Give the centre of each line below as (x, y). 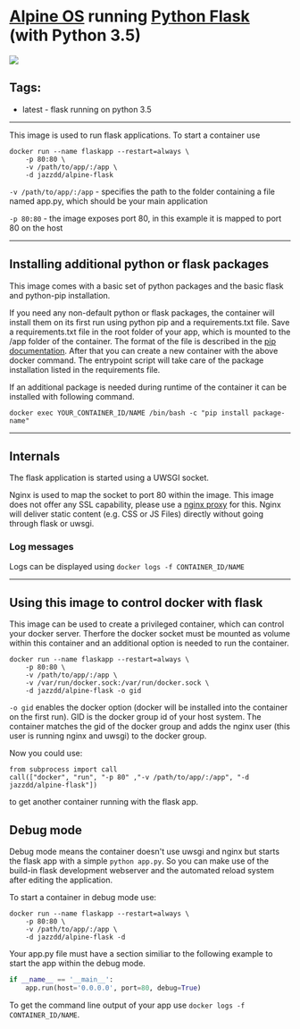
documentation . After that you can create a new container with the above (144, 350)
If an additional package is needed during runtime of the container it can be (148, 387)
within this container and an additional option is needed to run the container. (150, 643)
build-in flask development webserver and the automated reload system (142, 871)
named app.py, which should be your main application (108, 201)
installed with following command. (72, 396)
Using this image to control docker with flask (136, 603)
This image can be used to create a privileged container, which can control (147, 624)
